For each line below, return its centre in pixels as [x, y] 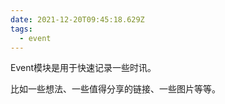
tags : [21, 29]
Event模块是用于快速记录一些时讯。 [83, 68]
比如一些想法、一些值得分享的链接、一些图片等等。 [115, 89]
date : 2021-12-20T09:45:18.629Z [77, 19]
